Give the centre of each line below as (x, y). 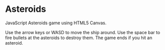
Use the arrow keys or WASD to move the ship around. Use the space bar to (82, 32)
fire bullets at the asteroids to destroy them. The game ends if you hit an (79, 38)
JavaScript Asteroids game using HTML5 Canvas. (56, 23)
